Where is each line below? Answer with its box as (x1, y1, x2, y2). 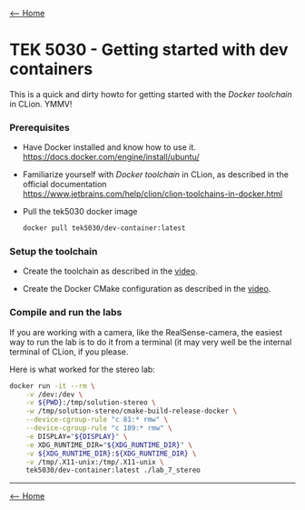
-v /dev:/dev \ (25, 390, 84, 399)
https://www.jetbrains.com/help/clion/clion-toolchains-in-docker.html (22, 188, 283, 199)
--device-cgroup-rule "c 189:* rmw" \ (25, 424, 172, 433)
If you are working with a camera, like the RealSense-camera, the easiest (9, 326, 283, 337)
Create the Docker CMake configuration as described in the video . (22, 284, 271, 295)
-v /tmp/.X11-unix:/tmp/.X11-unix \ (25, 457, 165, 466)
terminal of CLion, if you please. (9, 345, 129, 357)
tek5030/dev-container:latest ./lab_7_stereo (25, 465, 202, 475)
